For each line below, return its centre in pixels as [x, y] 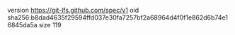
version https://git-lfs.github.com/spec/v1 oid [73, 10]
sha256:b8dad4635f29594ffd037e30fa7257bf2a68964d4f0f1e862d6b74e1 [118, 17]
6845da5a [22, 25]
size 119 [50, 25]
